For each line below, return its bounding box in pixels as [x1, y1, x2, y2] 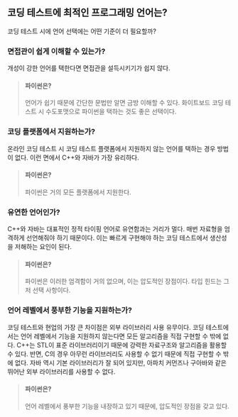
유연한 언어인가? [7, 207, 60, 217]
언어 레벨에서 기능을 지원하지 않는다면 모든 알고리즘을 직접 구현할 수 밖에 [20, 332, 222, 340]
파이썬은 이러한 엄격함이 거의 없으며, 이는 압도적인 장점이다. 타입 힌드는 [24, 277, 222, 286]
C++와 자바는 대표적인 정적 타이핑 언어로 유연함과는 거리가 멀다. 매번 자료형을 [7, 225, 223, 233]
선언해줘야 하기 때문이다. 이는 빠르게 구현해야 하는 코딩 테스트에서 [26, 233, 208, 243]
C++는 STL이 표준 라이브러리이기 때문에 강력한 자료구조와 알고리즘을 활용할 [16, 340, 227, 349]
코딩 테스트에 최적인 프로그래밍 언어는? [7, 6, 168, 19]
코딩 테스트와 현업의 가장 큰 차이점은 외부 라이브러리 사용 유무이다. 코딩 [7, 323, 205, 331]
